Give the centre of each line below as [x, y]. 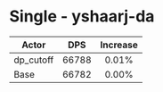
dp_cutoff [34, 60]
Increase [119, 45]
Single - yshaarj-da [82, 17]
